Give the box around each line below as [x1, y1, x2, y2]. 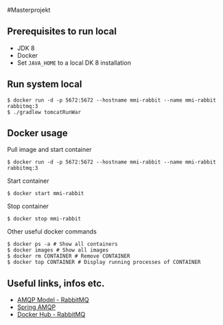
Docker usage [7, 127, 68, 139]
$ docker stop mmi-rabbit [7, 216, 81, 223]
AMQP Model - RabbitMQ [16, 295, 89, 304]
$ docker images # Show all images [7, 247, 109, 254]
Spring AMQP [16, 303, 56, 311]
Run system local [7, 78, 82, 90]
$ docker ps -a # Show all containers [7, 240, 118, 248]
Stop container [7, 202, 49, 210]
